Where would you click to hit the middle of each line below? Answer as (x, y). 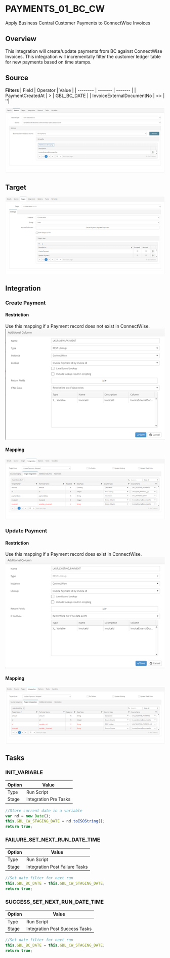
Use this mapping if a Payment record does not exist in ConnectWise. (78, 326)
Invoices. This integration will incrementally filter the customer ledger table (83, 56)
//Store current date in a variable (44, 811)
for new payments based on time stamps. (49, 62)
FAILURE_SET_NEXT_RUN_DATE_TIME (53, 840)
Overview (21, 39)
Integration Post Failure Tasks (57, 867)
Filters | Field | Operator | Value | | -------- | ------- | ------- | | (71, 90)
